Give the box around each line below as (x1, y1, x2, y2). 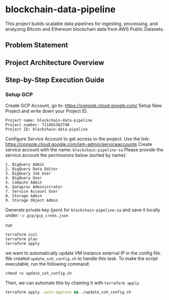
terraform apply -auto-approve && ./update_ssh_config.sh (5, 290, 131, 295)
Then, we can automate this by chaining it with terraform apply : (5, 280, 140, 286)
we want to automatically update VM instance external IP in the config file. (5, 250, 162, 256)
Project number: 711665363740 (5, 122, 70, 127)
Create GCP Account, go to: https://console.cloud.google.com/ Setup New (5, 102, 162, 109)
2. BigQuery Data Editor (5, 166, 58, 172)
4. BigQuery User (5, 176, 42, 181)
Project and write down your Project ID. (5, 108, 88, 114)
